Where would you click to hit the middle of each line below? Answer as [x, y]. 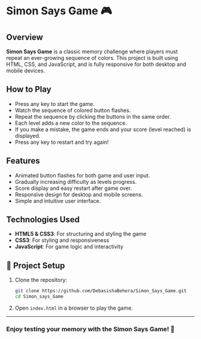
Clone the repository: [41, 280]
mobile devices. [26, 71]
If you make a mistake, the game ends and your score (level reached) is [103, 129]
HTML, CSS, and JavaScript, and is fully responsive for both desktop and [96, 64]
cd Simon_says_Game [39, 296]
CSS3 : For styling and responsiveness [62, 240]
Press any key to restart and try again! [62, 142]
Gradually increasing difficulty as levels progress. [76, 181]
